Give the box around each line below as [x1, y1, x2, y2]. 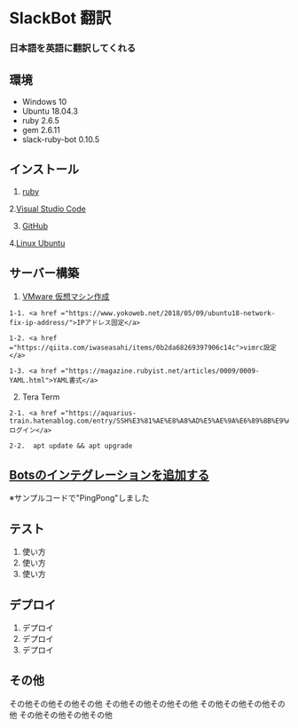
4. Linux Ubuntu [9, 237, 66, 249]
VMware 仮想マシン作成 [21, 290, 110, 302]
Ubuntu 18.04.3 [21, 106, 78, 116]
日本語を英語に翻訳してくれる [9, 42, 137, 54]
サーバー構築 [9, 265, 80, 281]
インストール [9, 162, 80, 178]
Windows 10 [21, 96, 67, 107]
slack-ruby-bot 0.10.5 [21, 134, 100, 145]
